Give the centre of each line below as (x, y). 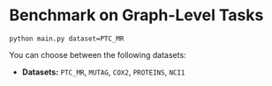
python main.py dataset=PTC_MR (67, 39)
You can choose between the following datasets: (98, 54)
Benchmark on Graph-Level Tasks (136, 15)
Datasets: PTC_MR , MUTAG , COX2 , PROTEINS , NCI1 (103, 72)
